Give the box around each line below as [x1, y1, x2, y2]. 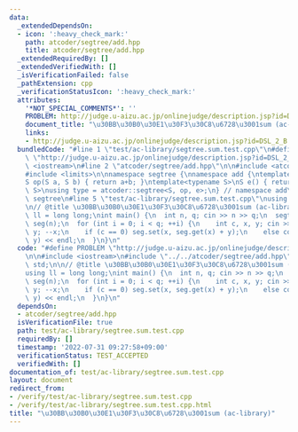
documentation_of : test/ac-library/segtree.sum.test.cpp [9, 367, 224, 377]
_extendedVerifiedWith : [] [17, 63, 117, 72]
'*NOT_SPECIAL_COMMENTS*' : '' [25, 104, 137, 113]
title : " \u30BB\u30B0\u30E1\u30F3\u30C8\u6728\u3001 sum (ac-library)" [9, 409, 276, 418]
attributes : [17, 95, 62, 105]
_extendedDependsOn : [17, 21, 93, 30]
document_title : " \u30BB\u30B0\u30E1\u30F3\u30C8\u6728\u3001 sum [25, 121, 272, 130]
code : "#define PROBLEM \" [17, 244, 117, 253]
